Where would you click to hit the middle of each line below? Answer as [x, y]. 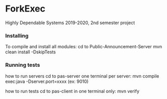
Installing [17, 36]
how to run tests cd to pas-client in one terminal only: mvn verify [72, 91]
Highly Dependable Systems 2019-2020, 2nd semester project [70, 23]
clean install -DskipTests [31, 52]
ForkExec [25, 9]
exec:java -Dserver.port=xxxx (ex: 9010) [47, 81]
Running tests [23, 65]
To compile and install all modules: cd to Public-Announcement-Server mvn [84, 47]
